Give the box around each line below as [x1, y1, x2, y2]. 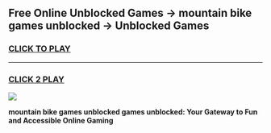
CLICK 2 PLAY [8, 73, 65, 85]
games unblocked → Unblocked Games [8, 19, 210, 33]
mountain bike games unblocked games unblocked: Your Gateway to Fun [8, 106, 258, 116]
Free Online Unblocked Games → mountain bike [8, 6, 252, 20]
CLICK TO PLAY [8, 44, 71, 55]
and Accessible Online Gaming [8, 115, 114, 125]
